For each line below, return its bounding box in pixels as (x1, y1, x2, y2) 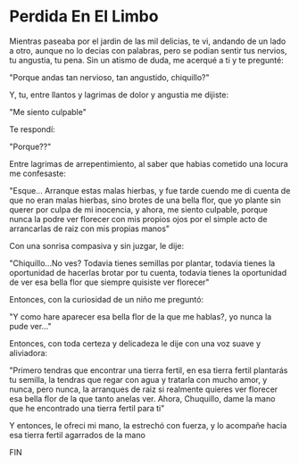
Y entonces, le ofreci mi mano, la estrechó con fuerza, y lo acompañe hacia (9, 419, 287, 430)
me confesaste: (9, 168, 67, 179)
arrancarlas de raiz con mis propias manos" (9, 223, 170, 234)
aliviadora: (9, 347, 47, 358)
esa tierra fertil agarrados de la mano (9, 429, 145, 440)
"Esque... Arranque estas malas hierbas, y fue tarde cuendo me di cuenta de (9, 185, 291, 195)
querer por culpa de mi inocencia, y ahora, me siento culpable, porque (9, 203, 268, 215)
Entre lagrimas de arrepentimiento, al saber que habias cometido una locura (9, 158, 288, 169)
